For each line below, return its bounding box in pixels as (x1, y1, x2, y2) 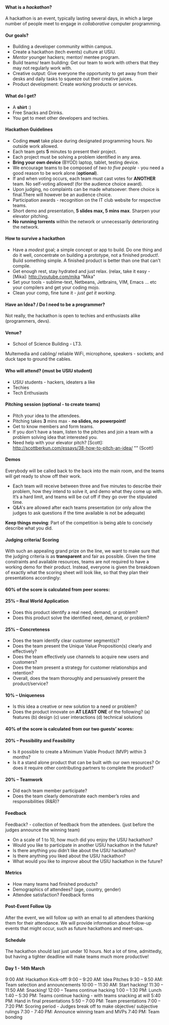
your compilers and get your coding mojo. (12, 284, 100, 291)
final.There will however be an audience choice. (12, 192, 112, 198)
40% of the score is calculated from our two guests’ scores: (5, 726, 134, 732)
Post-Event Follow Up (5, 903, 51, 909)
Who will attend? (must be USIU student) (5, 368, 92, 374)
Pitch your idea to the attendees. (12, 412, 81, 419)
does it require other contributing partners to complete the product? (12, 765, 154, 771)
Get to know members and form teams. (12, 423, 94, 429)
